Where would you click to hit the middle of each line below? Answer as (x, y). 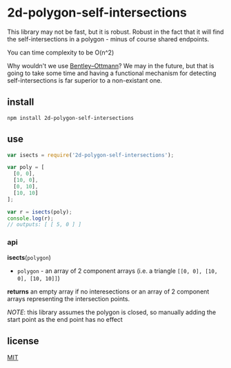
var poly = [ (26, 167)
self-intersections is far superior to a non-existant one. (85, 80)
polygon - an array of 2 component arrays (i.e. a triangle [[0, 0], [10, (117, 271)
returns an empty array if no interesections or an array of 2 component (108, 292)
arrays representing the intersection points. (69, 298)
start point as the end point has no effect (65, 319)
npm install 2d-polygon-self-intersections (71, 118)
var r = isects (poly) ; (40, 212)
